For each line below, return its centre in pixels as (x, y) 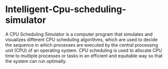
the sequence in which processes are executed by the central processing (82, 45)
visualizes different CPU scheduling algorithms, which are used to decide (81, 40)
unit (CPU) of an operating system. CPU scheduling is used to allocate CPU (84, 50)
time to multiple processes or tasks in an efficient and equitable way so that (84, 56)
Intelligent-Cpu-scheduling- (66, 9)
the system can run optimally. (36, 61)
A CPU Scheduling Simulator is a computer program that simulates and (79, 34)
